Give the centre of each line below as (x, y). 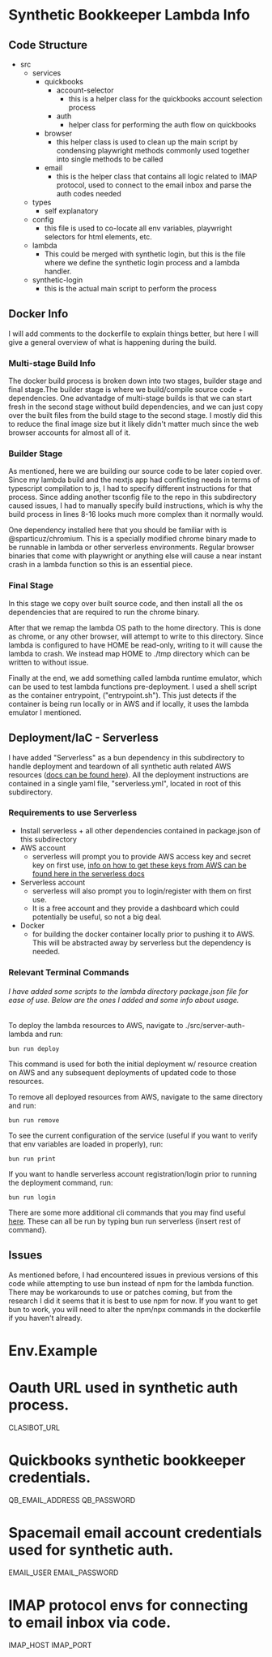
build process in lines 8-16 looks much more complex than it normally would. (136, 514)
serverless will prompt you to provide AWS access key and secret (142, 856)
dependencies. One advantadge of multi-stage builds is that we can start (130, 398)
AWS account (43, 848)
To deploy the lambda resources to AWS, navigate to (96, 1025)
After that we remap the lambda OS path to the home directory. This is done (135, 627)
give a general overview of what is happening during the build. (113, 342)
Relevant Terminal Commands (69, 972)
